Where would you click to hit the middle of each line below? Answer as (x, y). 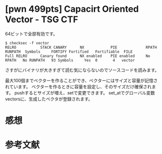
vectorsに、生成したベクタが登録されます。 (49, 99)
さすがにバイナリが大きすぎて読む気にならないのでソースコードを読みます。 (82, 70)
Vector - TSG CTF (42, 19)
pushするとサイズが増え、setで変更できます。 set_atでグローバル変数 (85, 92)
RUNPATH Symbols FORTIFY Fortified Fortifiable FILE (69, 52)
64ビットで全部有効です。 (31, 33)
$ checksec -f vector (27, 43)
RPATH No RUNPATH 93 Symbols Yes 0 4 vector (70, 60)
